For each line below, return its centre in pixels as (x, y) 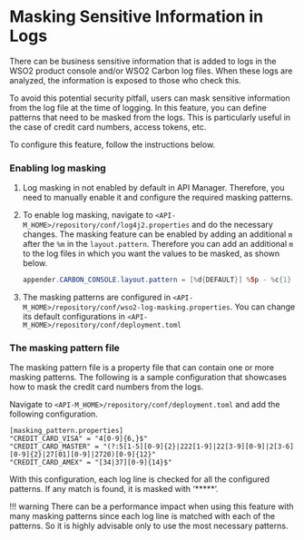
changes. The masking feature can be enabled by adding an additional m (157, 234)
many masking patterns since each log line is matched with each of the (142, 516)
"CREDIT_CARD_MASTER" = (54, 447)
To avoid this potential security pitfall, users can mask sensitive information (150, 98)
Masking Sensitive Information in (137, 17)
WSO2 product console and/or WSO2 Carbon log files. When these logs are (151, 71)
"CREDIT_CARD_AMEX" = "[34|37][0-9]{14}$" (91, 463)
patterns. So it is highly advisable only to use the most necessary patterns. (149, 526)
